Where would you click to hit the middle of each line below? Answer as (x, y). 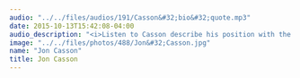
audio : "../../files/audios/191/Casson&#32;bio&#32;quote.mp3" (130, 17)
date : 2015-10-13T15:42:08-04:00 (72, 26)
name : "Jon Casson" (46, 51)
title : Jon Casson (44, 59)
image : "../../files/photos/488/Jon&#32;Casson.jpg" (110, 43)
